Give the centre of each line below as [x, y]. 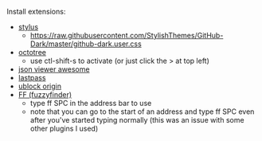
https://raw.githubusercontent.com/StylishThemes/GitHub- [127, 35]
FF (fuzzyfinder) [45, 94]
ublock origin [40, 86]
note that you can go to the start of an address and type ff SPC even [142, 112]
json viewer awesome [54, 69]
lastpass [32, 78]
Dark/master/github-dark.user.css [86, 44]
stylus [28, 27]
